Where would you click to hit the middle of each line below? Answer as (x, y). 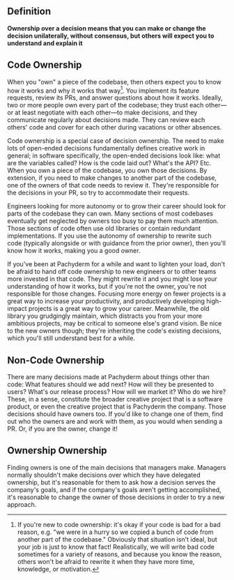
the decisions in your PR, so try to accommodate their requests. (99, 193)
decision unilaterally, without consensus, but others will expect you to (111, 36)
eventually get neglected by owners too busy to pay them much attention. (113, 221)
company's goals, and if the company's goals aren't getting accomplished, (114, 489)
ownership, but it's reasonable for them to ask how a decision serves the (111, 482)
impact (17, 309)
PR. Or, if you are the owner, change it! (63, 429)
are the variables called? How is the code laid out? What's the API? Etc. (109, 163)
